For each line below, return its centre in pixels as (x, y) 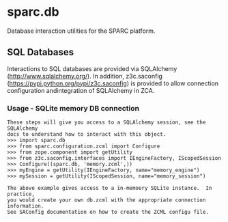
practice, (21, 194)
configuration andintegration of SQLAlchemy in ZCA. (81, 90)
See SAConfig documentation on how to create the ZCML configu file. (108, 212)
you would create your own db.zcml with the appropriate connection (106, 200)
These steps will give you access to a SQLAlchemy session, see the (106, 123)
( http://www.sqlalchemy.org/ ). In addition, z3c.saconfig (85, 76)
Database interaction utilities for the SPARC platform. (81, 31)
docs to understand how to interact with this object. (87, 135)
